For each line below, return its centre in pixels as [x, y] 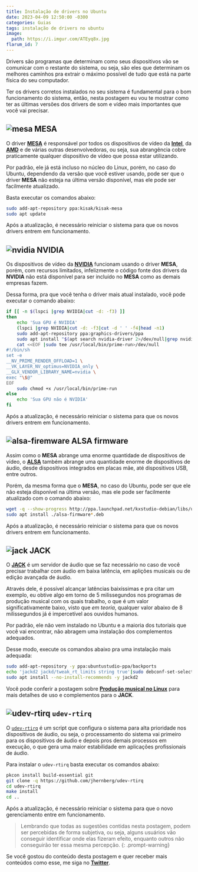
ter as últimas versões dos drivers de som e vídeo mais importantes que [94, 104]
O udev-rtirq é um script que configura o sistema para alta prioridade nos [96, 728]
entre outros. [22, 474]
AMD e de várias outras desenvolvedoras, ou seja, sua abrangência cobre [96, 149]
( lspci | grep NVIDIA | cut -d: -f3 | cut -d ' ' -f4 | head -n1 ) [91, 328]
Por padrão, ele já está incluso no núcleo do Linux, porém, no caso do [91, 167]
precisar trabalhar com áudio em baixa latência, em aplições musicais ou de [98, 571]
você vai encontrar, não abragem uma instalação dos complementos [89, 632]
